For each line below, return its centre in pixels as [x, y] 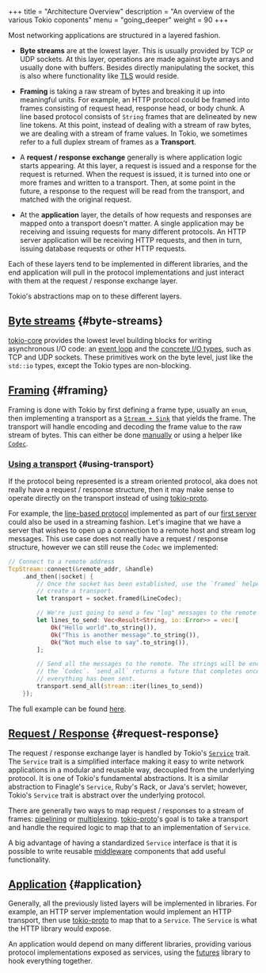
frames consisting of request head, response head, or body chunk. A [132, 108]
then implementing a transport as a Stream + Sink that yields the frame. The [132, 418]
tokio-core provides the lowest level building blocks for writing [110, 340]
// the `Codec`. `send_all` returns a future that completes [140, 671]
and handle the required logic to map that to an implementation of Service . [129, 827]
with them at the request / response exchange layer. [93, 281]
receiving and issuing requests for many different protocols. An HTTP [133, 232]
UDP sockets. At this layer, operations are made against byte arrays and [137, 59]
